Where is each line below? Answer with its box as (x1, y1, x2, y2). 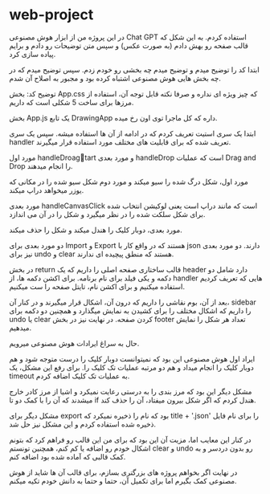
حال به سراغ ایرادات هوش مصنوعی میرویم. (9, 338, 140, 348)
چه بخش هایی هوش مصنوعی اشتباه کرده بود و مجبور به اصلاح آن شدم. (9, 73, 222, 83)
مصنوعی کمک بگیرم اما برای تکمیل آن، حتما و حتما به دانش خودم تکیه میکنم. (9, 476, 237, 485)
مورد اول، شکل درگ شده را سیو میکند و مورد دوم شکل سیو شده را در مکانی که (9, 177, 248, 186)
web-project (9, 6, 94, 24)
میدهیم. (9, 323, 32, 333)
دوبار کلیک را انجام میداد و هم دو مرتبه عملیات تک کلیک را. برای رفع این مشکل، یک (9, 362, 254, 372)
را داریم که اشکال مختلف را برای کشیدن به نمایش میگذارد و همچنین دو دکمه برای (9, 305, 252, 315)
